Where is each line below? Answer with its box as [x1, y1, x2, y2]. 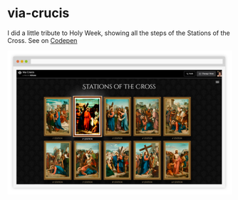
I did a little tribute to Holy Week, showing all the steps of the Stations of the [7, 29, 230, 37]
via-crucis [7, 5, 70, 21]
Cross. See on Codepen [7, 36, 78, 44]
